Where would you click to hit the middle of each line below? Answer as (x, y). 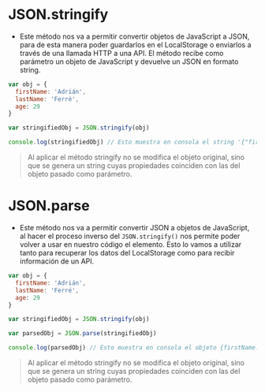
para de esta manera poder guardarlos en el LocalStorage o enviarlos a (135, 44)
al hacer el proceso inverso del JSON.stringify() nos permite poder (130, 236)
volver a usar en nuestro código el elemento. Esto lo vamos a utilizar (131, 245)
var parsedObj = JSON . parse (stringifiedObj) (82, 334)
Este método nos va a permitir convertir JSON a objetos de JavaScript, (134, 228)
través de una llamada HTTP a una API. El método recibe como (121, 53)
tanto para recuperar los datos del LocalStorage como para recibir (127, 253)
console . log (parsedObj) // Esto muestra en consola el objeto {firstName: (134, 348)
